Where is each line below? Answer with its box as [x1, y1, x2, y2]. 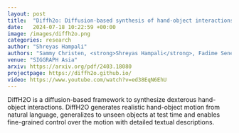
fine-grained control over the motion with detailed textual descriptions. [7, 118, 215, 127]
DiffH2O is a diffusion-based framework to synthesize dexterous [7, 96, 197, 104]
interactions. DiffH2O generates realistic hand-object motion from [27, 103, 221, 112]
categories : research [7, 37, 72, 44]
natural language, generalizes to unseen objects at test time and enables [7, 110, 221, 119]
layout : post [7, 10, 46, 18]
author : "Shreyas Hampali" [7, 43, 87, 50]
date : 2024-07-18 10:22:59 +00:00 [7, 23, 116, 30]
